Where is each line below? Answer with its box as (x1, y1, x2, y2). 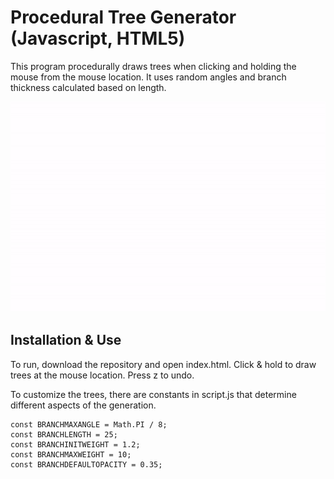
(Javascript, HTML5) (10, 27, 186, 50)
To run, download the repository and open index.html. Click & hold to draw (10, 358, 317, 370)
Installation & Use (10, 332, 122, 349)
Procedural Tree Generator (10, 6, 237, 29)
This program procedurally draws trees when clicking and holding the (10, 60, 297, 72)
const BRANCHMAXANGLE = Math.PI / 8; (10, 419, 168, 430)
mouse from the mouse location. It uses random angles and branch (10, 71, 287, 83)
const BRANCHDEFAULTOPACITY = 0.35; (10, 459, 163, 470)
